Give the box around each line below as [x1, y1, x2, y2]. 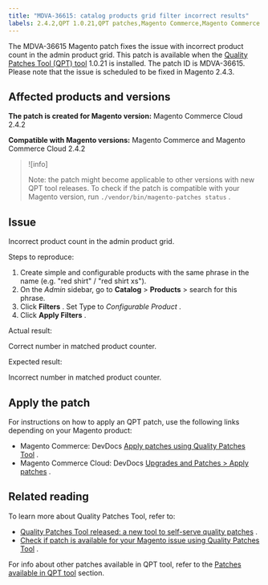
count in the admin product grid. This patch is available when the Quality [8, 50, 249, 59]
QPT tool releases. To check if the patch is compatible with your [27, 184, 240, 193]
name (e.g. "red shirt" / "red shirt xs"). [19, 276, 147, 286]
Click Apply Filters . [19, 311, 87, 320]
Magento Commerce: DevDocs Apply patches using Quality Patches [19, 441, 246, 450]
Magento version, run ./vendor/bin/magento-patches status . [27, 192, 231, 201]
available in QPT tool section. [8, 567, 105, 578]
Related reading [8, 490, 90, 504]
